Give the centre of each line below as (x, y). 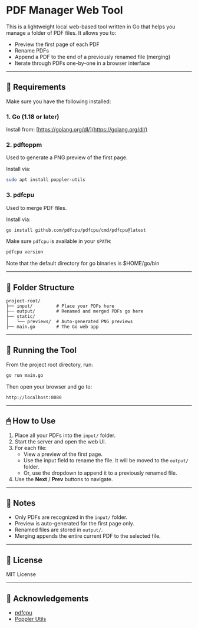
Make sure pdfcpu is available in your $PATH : (59, 241)
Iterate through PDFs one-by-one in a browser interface (82, 63)
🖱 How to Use (31, 421)
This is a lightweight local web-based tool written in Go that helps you (91, 27)
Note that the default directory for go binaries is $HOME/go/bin (83, 264)
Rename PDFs (32, 50)
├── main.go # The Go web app (52, 327)
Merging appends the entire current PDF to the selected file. (88, 536)
